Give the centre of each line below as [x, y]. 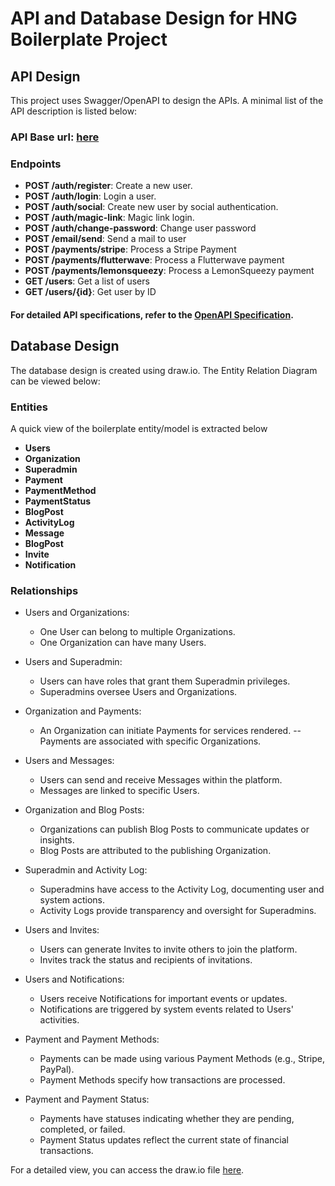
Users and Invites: [62, 930]
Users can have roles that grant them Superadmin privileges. [165, 681]
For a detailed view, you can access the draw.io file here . [127, 1170]
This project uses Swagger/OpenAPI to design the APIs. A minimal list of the [167, 100]
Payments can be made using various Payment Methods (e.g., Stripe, [182, 1059]
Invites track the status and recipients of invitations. [146, 960]
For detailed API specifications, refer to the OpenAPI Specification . [152, 314]
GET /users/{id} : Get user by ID [90, 292]
